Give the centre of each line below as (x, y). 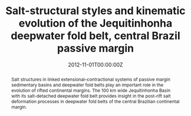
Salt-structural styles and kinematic (95, 11)
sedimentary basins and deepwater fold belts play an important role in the (87, 84)
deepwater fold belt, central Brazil (95, 36)
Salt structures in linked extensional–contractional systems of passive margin (90, 79)
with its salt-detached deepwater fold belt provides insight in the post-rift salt (91, 96)
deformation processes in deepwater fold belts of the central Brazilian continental (95, 101)
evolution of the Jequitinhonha (95, 23)
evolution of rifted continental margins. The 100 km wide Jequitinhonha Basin (91, 90)
